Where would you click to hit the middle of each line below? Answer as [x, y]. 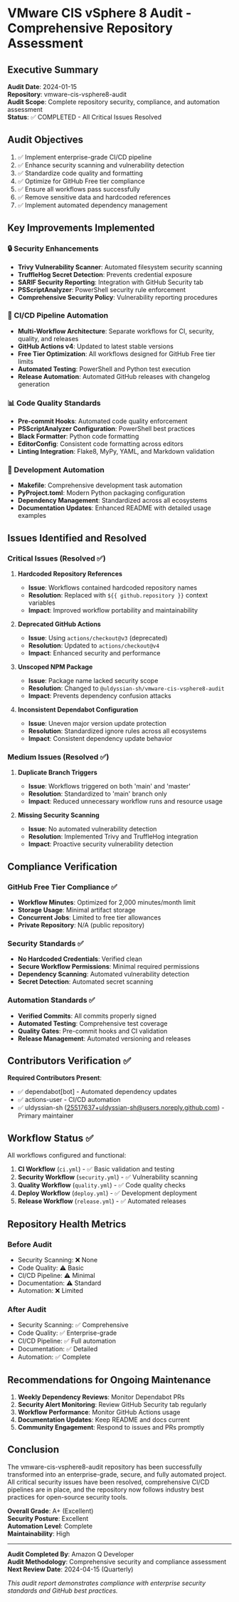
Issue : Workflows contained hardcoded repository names [113, 588]
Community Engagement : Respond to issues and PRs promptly [111, 1427]
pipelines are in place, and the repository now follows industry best [106, 1489]
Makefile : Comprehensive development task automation [100, 485]
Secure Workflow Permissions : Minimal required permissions [108, 967]
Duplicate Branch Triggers [57, 773]
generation [33, 384]
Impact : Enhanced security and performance [94, 653]
